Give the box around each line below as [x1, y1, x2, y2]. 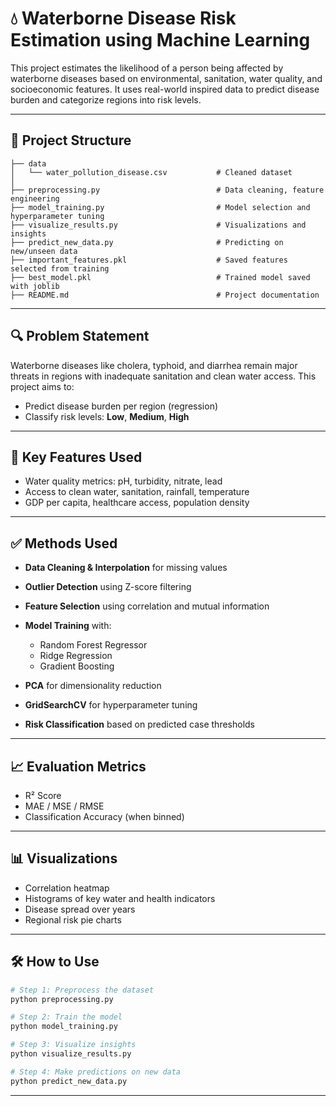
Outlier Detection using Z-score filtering [24, 581, 192, 593]
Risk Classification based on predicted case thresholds [24, 718, 256, 731]
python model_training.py [10, 1022, 118, 1032]
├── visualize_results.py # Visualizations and [10, 220, 307, 230]
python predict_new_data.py [10, 1076, 128, 1086]
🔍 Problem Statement [10, 328, 150, 345]
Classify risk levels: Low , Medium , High [24, 410, 190, 422]
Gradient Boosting [39, 660, 115, 672]
